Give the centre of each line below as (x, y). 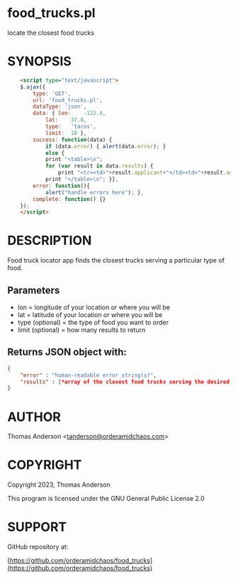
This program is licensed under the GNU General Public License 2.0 (106, 499)
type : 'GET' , (52, 94)
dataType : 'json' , (60, 107)
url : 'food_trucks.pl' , (68, 100)
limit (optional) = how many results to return (81, 330)
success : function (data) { (73, 140)
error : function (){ (62, 186)
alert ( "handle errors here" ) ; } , (94, 192)
